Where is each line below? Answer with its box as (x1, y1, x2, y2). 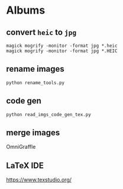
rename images (6, 64, 65, 74)
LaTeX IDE (6, 161, 44, 171)
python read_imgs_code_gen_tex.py (6, 111, 92, 117)
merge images (6, 128, 60, 138)
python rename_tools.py (6, 79, 65, 86)
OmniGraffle (6, 143, 36, 150)
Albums (6, 4, 46, 17)
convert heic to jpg (6, 27, 77, 37)
